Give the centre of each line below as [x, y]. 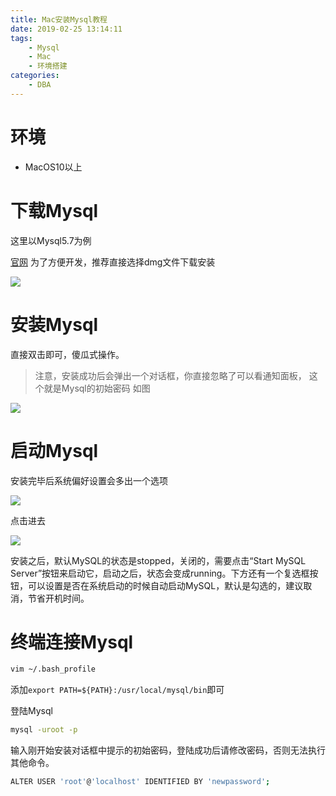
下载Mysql [54, 210]
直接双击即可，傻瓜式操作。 [67, 354]
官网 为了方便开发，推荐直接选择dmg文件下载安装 [113, 262]
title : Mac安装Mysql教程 [59, 19]
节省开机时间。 [58, 598]
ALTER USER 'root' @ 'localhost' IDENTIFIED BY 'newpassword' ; [140, 782]
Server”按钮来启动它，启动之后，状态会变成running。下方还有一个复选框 [160, 573]
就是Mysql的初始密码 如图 [97, 388]
